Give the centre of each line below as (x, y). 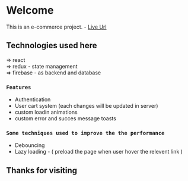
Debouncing (30, 145)
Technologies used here (52, 46)
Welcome (30, 10)
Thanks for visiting (42, 170)
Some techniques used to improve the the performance (85, 133)
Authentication (33, 99)
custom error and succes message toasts (66, 118)
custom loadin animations (46, 112)
